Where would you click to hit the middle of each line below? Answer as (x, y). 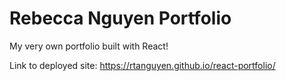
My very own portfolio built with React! (89, 46)
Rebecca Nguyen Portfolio (120, 18)
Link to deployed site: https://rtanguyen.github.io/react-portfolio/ (142, 65)
